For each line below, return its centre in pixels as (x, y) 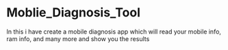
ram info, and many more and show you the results (78, 38)
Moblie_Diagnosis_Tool (74, 13)
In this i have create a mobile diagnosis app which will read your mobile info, (114, 32)
